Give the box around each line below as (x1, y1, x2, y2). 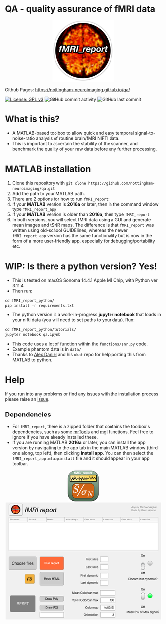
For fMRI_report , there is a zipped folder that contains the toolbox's (12, 423, 150, 429)
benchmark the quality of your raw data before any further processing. (12, 146, 157, 152)
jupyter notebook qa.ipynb (5, 332, 61, 337)
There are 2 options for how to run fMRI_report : (12, 196, 110, 202)
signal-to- (135, 130, 155, 136)
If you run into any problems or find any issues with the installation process (5, 391, 159, 397)
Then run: (12, 288, 33, 294)
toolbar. (12, 460, 28, 466)
